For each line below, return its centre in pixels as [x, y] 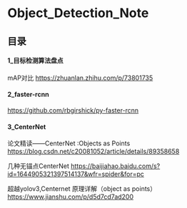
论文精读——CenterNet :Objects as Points [69, 143]
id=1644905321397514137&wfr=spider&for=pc [76, 174]
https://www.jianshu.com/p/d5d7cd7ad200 [71, 197]
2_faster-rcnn [28, 95]
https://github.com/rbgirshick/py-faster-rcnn [73, 110]
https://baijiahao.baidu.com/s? [115, 166]
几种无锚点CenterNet [39, 166]
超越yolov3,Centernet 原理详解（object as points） [82, 189]
